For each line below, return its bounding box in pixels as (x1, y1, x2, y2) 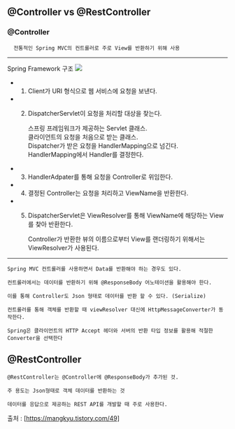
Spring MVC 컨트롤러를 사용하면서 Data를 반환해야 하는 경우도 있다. (7, 265, 182, 273)
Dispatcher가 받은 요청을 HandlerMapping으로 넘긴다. (27, 141, 178, 150)
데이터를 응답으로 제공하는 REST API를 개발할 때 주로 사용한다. (7, 400, 168, 408)
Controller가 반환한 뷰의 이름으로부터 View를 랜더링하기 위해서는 (27, 235, 206, 243)
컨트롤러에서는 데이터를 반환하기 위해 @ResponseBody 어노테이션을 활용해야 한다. (7, 279, 212, 286)
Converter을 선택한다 (7, 334, 63, 341)
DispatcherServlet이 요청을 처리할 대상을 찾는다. (27, 109, 162, 117)
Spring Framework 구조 (7, 64, 73, 73)
